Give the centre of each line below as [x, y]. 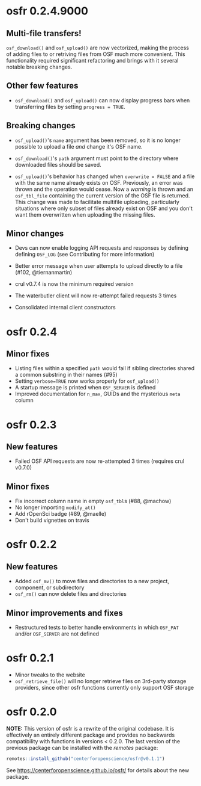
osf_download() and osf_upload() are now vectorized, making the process [97, 48]
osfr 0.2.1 [30, 658]
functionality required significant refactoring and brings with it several [92, 60]
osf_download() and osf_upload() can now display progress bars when [102, 100]
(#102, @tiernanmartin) [43, 273]
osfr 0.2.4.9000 [47, 11]
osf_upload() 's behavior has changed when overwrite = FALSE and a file [105, 176]
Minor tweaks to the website [50, 675]
